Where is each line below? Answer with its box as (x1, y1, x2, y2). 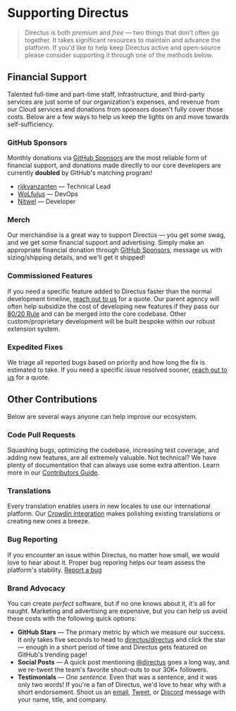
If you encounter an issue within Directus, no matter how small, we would (7, 550, 220, 559)
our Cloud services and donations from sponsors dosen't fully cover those (7, 104, 223, 114)
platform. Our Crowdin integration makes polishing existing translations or (7, 509, 221, 518)
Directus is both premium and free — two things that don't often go (24, 28, 220, 37)
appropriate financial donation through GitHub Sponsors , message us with (7, 245, 223, 255)
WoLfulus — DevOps (17, 190, 79, 198)
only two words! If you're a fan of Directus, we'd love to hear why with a (17, 680, 227, 688)
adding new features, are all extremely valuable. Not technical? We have (7, 454, 217, 462)
